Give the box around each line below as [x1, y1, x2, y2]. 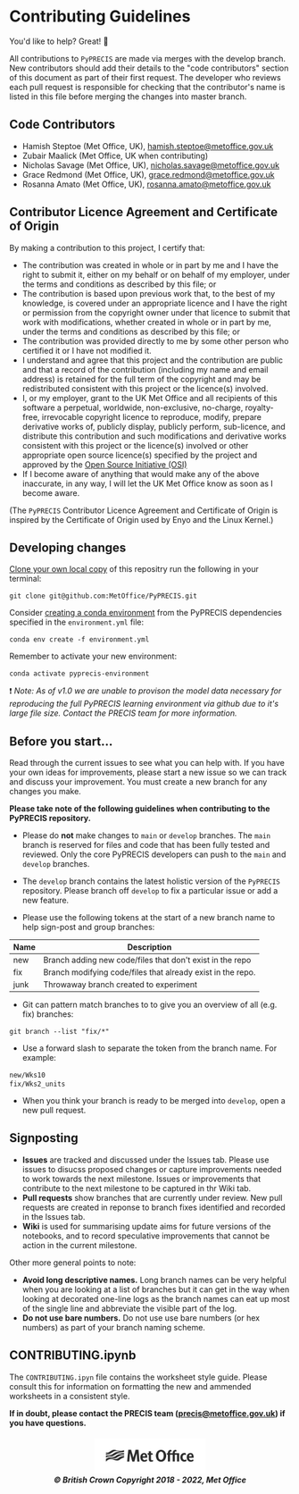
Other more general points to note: [9, 1257, 137, 1268]
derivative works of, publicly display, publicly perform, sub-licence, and [21, 421, 286, 432]
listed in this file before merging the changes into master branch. [9, 91, 247, 102]
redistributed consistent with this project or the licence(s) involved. [21, 382, 269, 394]
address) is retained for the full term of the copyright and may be [21, 373, 262, 384]
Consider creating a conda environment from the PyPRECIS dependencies [9, 608, 283, 618]
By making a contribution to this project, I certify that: [9, 242, 205, 253]
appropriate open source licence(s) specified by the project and [21, 449, 258, 460]
